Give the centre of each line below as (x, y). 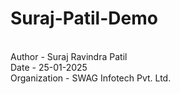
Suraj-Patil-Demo (84, 18)
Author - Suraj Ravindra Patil (69, 56)
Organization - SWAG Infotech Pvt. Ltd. (91, 78)
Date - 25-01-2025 (49, 67)
